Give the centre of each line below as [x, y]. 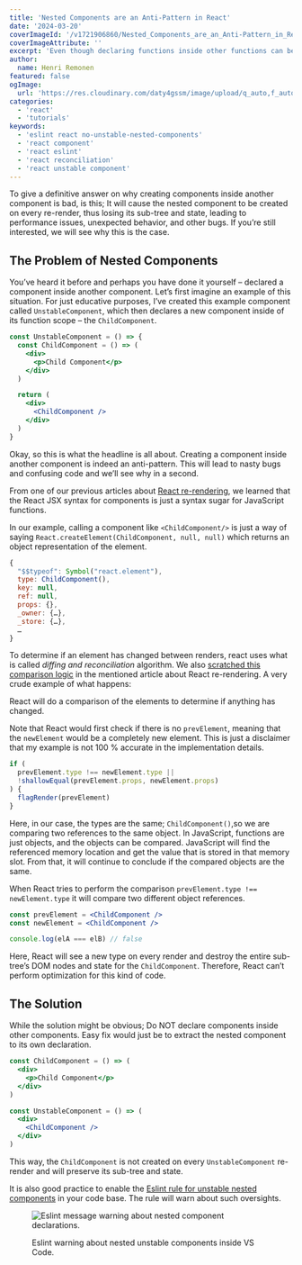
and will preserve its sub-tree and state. [110, 1170]
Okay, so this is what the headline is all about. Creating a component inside [148, 454]
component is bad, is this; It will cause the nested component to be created [149, 203]
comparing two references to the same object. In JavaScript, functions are [147, 833]
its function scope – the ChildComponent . [83, 321]
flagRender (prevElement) [64, 798]
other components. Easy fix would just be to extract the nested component [147, 1035]
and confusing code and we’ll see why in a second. [104, 473]
